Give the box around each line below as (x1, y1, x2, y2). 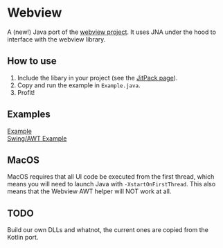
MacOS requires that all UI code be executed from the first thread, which (7, 172, 215, 181)
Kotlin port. (7, 233, 39, 242)
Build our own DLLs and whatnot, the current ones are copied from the (7, 226, 209, 234)
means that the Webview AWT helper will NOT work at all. (7, 187, 172, 195)
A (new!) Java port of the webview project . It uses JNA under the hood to (7, 28, 217, 36)
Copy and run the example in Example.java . (17, 81, 141, 89)
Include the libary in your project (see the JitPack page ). (17, 73, 178, 82)
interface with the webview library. (7, 35, 106, 43)
